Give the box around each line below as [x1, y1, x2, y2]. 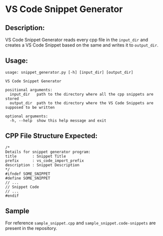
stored [5, 96, 19, 101]
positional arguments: [5, 87, 53, 92]
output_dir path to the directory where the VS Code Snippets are [10, 100, 154, 106]
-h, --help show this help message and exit [10, 118, 107, 123]
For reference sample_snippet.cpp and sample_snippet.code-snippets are [5, 220, 156, 226]
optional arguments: [5, 114, 49, 119]
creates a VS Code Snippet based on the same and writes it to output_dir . [5, 42, 159, 48]
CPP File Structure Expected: [5, 132, 98, 140]
